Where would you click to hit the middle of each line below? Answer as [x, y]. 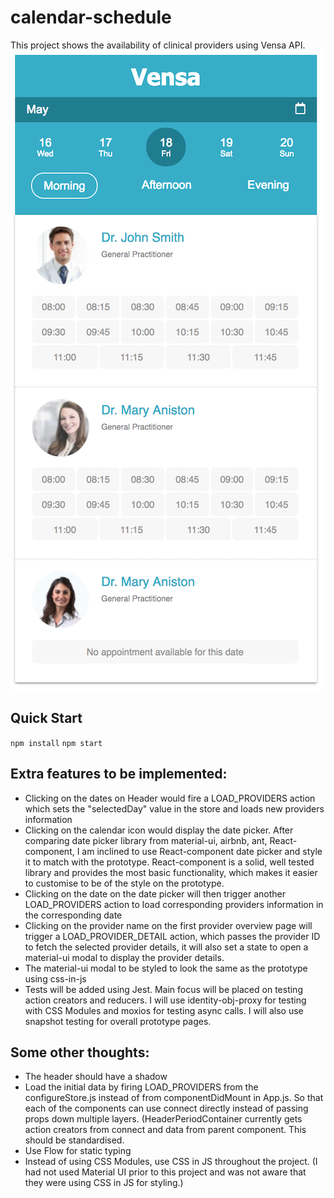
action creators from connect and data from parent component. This [165, 1130]
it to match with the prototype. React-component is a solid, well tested [169, 862]
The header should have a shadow [96, 1077]
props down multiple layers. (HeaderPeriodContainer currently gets [163, 1119]
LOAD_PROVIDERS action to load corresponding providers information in [174, 904]
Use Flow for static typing [78, 1151]
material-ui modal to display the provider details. [124, 957]
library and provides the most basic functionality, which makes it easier [171, 872]
